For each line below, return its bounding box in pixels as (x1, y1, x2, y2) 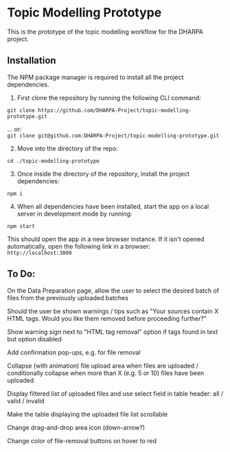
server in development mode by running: (16, 210, 133, 218)
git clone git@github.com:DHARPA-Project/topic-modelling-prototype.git (7, 132, 220, 139)
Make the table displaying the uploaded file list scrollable (7, 410, 168, 418)
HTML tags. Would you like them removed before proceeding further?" (7, 314, 207, 322)
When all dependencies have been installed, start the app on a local (16, 202, 209, 210)
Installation (7, 55, 56, 67)
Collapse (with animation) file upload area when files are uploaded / (7, 361, 199, 370)
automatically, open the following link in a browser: (7, 242, 151, 250)
